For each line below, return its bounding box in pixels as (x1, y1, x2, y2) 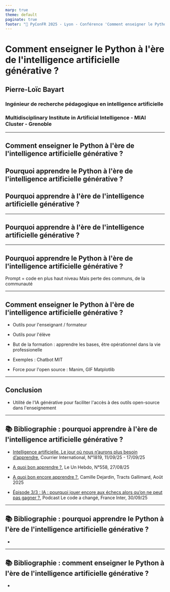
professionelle (12, 347, 42, 353)
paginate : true (5, 17, 37, 22)
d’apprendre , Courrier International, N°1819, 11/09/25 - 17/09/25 (12, 454, 145, 460)
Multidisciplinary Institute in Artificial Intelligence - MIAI (5, 114, 146, 121)
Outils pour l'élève (12, 332, 51, 338)
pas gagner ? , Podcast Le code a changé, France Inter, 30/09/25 (12, 495, 148, 501)
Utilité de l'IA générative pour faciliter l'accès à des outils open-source (12, 399, 160, 405)
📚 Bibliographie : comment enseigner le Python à (5, 558, 164, 567)
